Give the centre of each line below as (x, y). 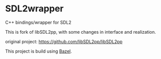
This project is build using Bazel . (38, 51)
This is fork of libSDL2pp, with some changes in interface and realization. (80, 32)
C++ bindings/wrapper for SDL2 (38, 22)
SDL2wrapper (34, 9)
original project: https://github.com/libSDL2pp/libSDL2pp (64, 41)
